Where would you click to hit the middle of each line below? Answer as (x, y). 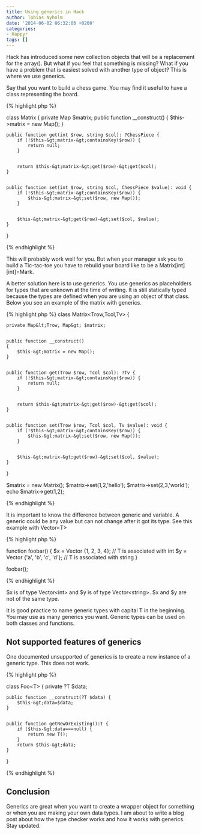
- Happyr (17, 34)
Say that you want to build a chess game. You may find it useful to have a (97, 88)
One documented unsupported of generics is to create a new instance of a (98, 656)
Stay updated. (23, 825)
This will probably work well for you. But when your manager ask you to (95, 259)
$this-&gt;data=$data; (45, 703)
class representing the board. (43, 94)
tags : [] (17, 40)
